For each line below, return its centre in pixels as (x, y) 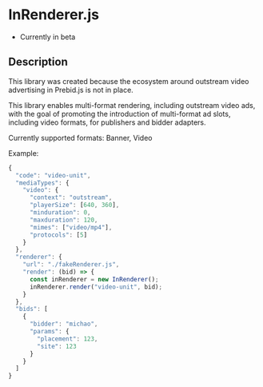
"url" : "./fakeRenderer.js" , (71, 265)
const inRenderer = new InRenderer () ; (94, 279)
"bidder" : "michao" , (64, 324)
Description (38, 62)
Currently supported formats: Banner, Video (80, 138)
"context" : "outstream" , (71, 197)
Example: (24, 153)
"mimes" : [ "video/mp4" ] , (71, 227)
